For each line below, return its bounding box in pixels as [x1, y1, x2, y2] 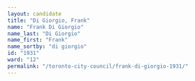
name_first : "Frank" [7, 37, 69, 44]
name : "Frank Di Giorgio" [7, 23, 84, 30]
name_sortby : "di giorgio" [7, 43, 87, 50]
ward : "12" [7, 56, 40, 63]
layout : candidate [7, 10, 62, 18]
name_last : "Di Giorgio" [7, 30, 81, 37]
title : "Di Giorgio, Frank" [7, 17, 91, 24]
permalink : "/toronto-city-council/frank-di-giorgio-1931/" [7, 63, 189, 70]
